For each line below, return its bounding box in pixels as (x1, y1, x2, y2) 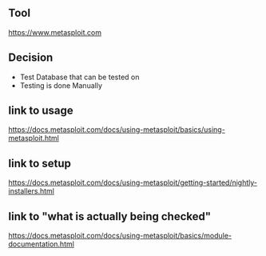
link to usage (8, 104, 73, 118)
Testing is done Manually (19, 80, 102, 90)
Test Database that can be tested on (19, 72, 140, 82)
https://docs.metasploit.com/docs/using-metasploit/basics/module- (8, 231, 232, 241)
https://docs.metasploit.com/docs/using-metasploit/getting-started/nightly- (8, 178, 258, 187)
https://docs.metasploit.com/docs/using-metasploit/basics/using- (8, 125, 225, 134)
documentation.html (8, 239, 74, 249)
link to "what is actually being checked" (8, 210, 212, 223)
